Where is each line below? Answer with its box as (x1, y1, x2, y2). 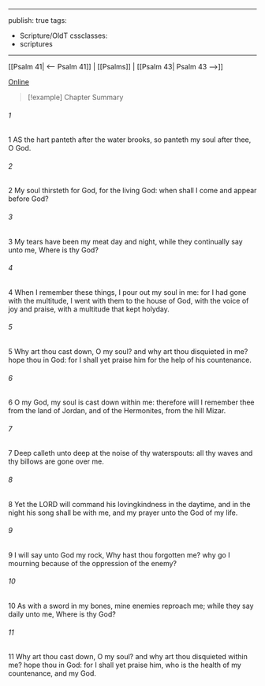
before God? (8, 194, 49, 203)
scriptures (19, 39, 54, 48)
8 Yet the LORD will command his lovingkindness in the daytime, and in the (8, 499, 251, 509)
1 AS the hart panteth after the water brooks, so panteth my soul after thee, (8, 135, 252, 144)
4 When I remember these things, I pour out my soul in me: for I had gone (8, 287, 247, 296)
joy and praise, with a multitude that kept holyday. (8, 304, 170, 314)
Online (8, 77, 30, 87)
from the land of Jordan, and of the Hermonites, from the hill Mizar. (8, 406, 226, 416)
